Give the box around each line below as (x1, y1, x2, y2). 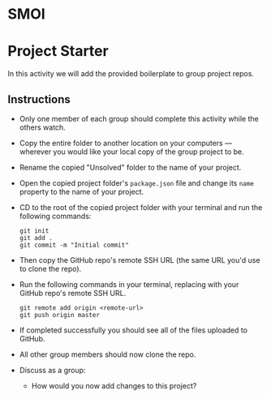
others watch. (19, 122, 66, 132)
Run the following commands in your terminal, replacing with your (19, 279, 239, 289)
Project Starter (7, 42, 109, 61)
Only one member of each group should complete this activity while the (19, 114, 259, 123)
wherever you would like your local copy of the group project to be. (19, 147, 244, 157)
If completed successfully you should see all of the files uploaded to (19, 325, 248, 335)
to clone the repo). (19, 264, 82, 273)
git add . (19, 234, 54, 242)
